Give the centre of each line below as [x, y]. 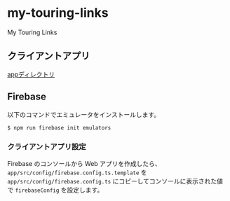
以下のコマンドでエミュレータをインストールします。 [84, 114]
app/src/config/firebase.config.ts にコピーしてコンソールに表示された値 [115, 181]
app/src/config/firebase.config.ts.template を [77, 172]
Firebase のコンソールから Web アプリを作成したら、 [84, 163]
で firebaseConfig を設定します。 [55, 190]
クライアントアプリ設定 [47, 147]
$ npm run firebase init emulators [59, 127]
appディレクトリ [31, 74]
